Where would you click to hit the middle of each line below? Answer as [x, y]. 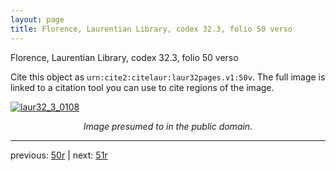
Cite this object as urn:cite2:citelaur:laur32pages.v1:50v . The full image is [168, 77]
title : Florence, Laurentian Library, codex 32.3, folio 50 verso [151, 29]
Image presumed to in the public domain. [168, 126]
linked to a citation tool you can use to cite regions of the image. [142, 87]
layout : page [37, 19]
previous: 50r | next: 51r [59, 155]
